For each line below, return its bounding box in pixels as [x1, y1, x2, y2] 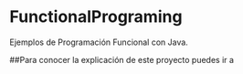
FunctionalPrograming [9, 6, 183, 27]
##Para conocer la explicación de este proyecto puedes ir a [9, 54, 235, 65]
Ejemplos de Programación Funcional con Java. [9, 37, 189, 48]
